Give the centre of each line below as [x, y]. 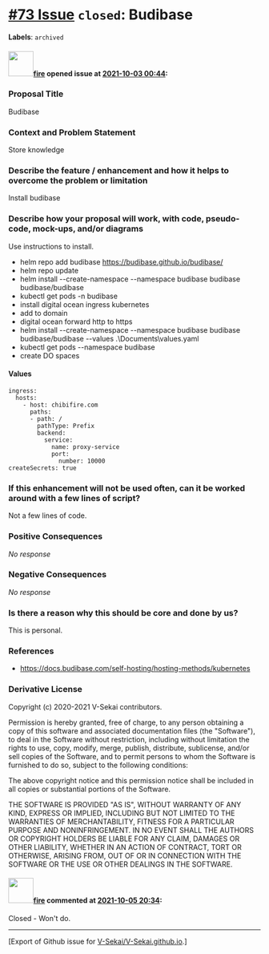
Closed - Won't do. [39, 918]
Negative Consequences [57, 575]
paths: [40, 412]
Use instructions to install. [51, 246]
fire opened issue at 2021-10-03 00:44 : [100, 73]
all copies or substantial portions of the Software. [89, 789]
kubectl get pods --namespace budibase [87, 347]
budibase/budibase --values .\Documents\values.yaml [109, 338]
